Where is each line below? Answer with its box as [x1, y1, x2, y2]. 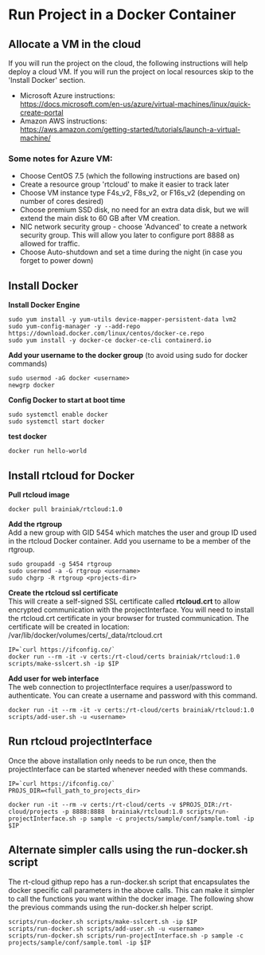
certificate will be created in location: [8, 622, 130, 631]
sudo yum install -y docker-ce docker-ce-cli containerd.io [8, 336, 212, 344]
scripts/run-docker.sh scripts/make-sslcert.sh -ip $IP [8, 918, 197, 926]
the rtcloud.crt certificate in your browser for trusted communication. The [8, 613, 249, 623]
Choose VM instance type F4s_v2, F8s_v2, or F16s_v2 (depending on [19, 188, 245, 198]
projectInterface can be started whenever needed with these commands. [8, 764, 248, 774]
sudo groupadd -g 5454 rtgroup [8, 560, 112, 568]
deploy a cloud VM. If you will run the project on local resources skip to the [8, 67, 254, 77]
